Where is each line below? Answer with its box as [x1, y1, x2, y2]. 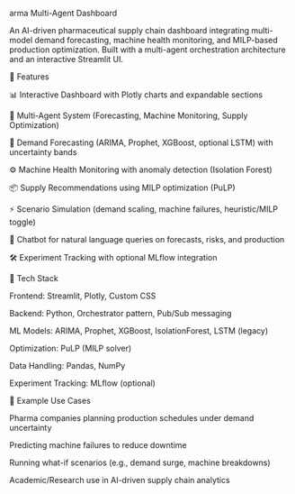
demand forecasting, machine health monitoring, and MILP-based [34, 35, 279, 45]
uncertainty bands [9, 147, 77, 157]
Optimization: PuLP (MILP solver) [9, 343, 132, 353]
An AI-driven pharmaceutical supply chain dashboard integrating [9, 25, 250, 35]
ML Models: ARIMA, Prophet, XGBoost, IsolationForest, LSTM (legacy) [9, 325, 269, 336]
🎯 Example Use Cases [9, 396, 92, 406]
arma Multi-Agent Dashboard [9, 8, 118, 18]
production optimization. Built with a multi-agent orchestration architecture [9, 44, 286, 55]
